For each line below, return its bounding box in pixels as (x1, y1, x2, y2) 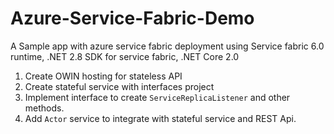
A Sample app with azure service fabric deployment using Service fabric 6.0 (10, 40, 325, 52)
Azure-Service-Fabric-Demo (10, 7, 255, 30)
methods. (24, 102, 65, 114)
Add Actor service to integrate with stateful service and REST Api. (24, 112, 297, 124)
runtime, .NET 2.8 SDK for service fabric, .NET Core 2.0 (10, 50, 240, 62)
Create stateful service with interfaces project (24, 80, 215, 92)
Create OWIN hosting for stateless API (24, 70, 183, 82)
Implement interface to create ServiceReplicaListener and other (24, 91, 291, 103)
